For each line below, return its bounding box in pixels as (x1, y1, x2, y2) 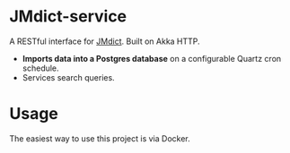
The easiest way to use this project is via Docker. (9, 132, 190, 144)
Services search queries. (22, 72, 115, 82)
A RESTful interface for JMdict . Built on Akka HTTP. (9, 36, 200, 47)
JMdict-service (9, 6, 127, 27)
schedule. (22, 63, 60, 73)
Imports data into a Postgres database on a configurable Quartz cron (22, 53, 282, 64)
